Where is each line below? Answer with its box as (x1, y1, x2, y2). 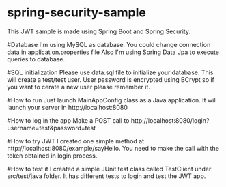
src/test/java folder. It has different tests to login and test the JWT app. (7, 172, 206, 180)
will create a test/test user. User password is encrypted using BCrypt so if (7, 75, 215, 83)
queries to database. (7, 55, 66, 63)
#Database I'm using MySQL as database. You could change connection (7, 40, 211, 48)
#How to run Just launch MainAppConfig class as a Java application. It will (7, 96, 217, 104)
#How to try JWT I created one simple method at (7, 136, 145, 145)
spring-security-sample (7, 5, 147, 20)
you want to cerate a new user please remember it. (7, 83, 150, 91)
